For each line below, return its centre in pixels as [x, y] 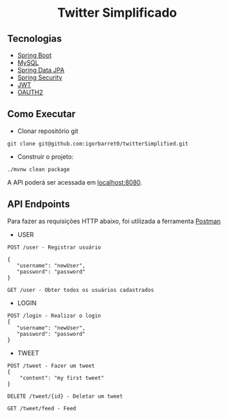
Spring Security [40, 77]
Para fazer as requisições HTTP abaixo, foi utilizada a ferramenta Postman [114, 221]
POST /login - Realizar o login [54, 316]
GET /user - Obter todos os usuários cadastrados [81, 290]
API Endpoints [39, 204]
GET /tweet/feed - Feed [42, 408]
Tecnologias [35, 39]
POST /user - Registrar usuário [54, 247]
